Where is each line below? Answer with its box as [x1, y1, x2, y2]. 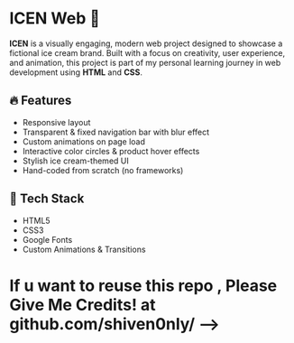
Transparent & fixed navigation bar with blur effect [22, 126, 210, 137]
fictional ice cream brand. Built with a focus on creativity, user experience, [9, 47, 286, 58]
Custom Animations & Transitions [22, 244, 146, 255]
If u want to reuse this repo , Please [9, 275, 278, 296]
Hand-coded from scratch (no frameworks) [22, 164, 184, 175]
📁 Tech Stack [9, 191, 85, 207]
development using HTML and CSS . [9, 67, 142, 78]
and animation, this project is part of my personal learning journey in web [9, 57, 281, 68]
